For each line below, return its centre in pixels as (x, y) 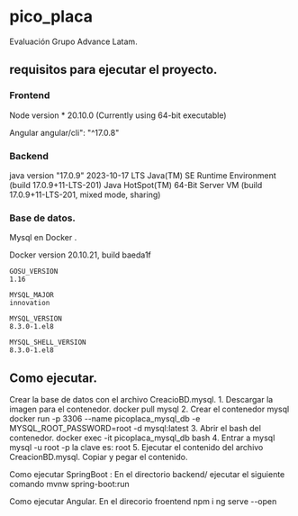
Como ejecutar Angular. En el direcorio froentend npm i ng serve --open (143, 502)
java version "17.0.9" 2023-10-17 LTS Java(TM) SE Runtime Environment (143, 175)
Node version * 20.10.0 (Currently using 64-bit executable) (118, 115)
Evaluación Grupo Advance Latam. (73, 41)
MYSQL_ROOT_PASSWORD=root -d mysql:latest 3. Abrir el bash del (135, 429)
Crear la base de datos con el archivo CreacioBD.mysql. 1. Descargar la (141, 400)
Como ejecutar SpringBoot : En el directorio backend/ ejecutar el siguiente (147, 475)
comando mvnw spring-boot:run (70, 484)
